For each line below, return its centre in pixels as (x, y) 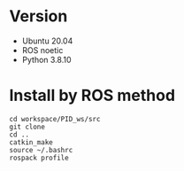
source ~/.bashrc (41, 150)
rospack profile (39, 158)
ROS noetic (42, 50)
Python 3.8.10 (47, 59)
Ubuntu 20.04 (47, 41)
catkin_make (31, 142)
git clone (27, 127)
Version (38, 16)
